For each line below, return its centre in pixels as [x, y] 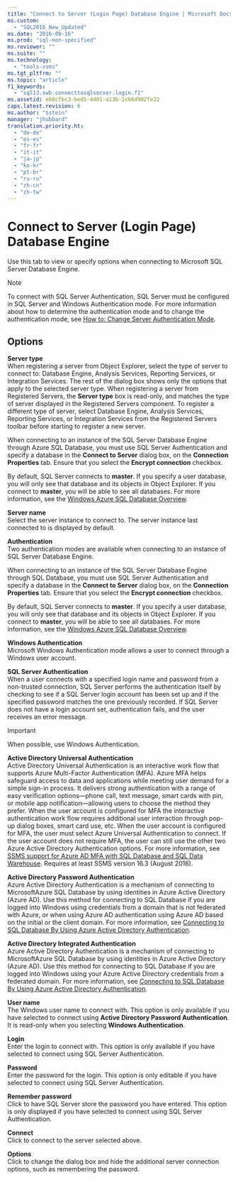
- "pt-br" [28, 172]
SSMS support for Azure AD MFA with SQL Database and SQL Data [105, 856]
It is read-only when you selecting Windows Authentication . [96, 1025]
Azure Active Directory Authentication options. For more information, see [114, 848]
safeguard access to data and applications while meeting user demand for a [118, 781]
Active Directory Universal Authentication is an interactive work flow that [113, 765]
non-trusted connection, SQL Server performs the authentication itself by [114, 687]
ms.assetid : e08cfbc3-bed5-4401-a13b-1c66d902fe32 [84, 100]
